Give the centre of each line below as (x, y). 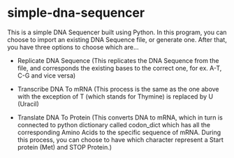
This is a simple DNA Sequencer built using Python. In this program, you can (117, 32)
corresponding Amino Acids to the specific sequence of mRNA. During (119, 132)
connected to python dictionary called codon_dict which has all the (114, 124)
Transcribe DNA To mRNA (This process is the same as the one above (118, 89)
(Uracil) (28, 103)
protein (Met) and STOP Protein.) (65, 147)
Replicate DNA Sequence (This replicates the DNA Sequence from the (118, 60)
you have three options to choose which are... (73, 47)
